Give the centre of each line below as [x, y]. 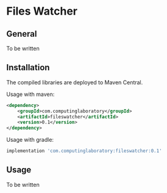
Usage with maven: [30, 94]
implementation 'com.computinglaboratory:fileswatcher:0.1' [84, 151]
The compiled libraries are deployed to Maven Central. [75, 82]
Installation [28, 67]
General [22, 34]
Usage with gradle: [30, 140]
